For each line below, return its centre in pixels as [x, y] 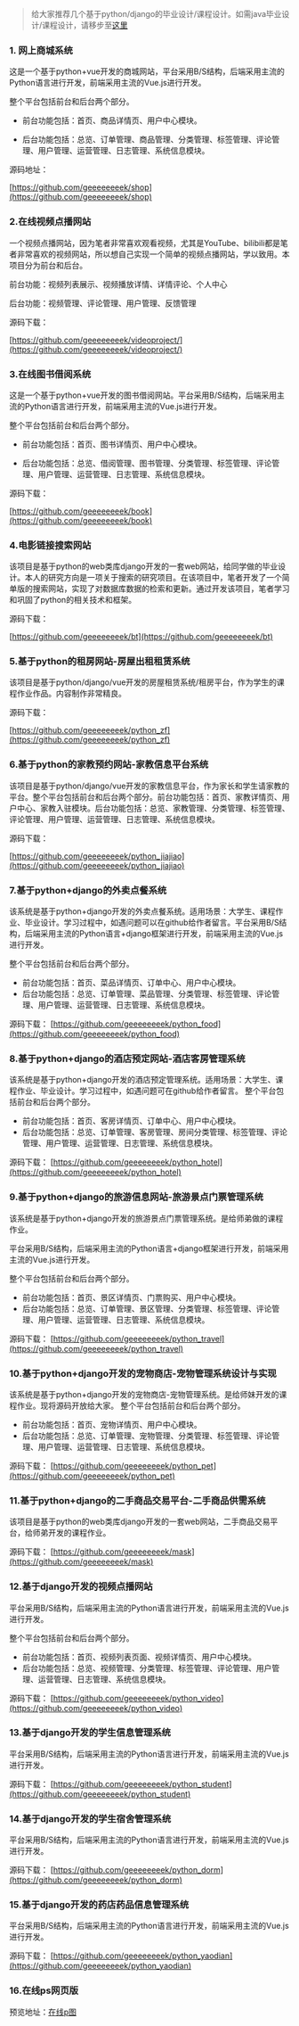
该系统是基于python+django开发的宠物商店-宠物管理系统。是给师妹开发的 [144, 1394]
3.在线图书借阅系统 [50, 374]
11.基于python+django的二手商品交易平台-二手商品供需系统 [137, 1500]
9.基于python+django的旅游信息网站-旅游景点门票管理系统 [137, 1197]
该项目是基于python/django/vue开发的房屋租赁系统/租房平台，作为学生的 [143, 682]
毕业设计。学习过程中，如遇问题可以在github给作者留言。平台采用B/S [152, 923]
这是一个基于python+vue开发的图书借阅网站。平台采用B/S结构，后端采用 [143, 395]
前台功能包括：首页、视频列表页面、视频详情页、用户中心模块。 [139, 1657]
